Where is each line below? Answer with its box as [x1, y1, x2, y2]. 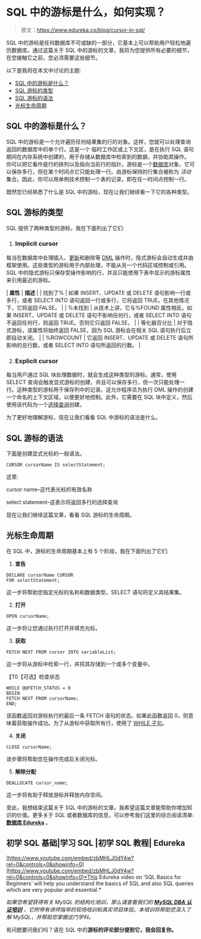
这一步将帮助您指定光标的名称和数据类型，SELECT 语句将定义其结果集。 [6, 589, 185, 596]
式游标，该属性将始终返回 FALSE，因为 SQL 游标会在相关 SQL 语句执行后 [6, 327, 187, 334]
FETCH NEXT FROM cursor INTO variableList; [6, 649, 117, 655]
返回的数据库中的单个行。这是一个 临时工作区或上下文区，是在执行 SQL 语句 [6, 145, 194, 153]
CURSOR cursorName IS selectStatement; [6, 462, 106, 468]
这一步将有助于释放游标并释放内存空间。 [6, 791, 106, 798]
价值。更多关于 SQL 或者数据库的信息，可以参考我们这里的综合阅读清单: [16, 811, 194, 818]
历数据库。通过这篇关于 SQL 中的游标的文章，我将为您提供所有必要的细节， [6, 46, 193, 54]
